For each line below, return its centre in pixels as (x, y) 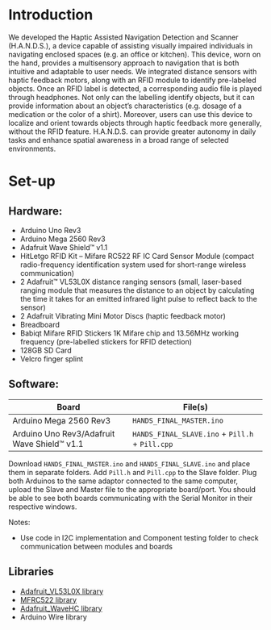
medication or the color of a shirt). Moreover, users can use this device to (130, 114)
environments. (32, 148)
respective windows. (43, 507)
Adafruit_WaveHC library (61, 608)
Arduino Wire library (53, 617)
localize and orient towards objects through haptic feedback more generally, (135, 123)
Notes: (19, 522)
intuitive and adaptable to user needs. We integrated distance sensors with (133, 71)
